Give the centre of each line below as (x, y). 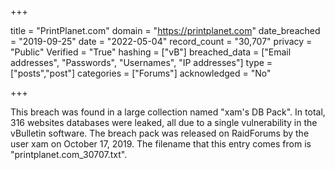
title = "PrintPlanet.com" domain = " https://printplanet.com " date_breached (165, 30)
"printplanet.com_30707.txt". (69, 154)
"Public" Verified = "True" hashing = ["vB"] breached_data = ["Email (151, 52)
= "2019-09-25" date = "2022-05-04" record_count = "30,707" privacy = (161, 41)
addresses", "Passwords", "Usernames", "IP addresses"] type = (141, 62)
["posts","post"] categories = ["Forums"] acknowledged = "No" (141, 73)
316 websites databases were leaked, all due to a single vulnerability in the (164, 122)
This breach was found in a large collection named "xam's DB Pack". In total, (168, 112)
